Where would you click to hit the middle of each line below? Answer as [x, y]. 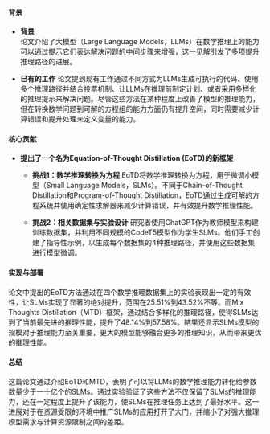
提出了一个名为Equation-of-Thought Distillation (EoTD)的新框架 [127, 158]
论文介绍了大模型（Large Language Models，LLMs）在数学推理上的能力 [139, 42]
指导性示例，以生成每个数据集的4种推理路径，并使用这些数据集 [151, 243]
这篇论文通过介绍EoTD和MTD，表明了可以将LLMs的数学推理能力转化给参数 [133, 381]
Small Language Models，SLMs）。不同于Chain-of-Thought [144, 186]
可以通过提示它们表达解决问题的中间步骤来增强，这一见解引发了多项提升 [139, 51]
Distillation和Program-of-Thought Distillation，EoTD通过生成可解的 [142, 195]
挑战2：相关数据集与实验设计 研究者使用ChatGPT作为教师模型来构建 [145, 223]
